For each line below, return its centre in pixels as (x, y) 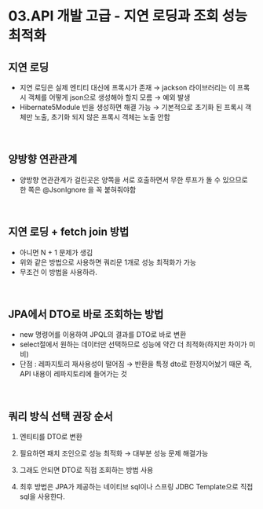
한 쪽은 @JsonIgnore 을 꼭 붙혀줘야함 (78, 189)
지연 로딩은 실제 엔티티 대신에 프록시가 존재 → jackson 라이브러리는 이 (127, 88)
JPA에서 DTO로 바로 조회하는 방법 (86, 315)
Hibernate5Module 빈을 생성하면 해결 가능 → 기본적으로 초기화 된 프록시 (131, 107)
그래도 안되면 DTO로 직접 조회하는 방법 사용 (86, 470)
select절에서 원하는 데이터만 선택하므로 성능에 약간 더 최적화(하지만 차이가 (133, 344)
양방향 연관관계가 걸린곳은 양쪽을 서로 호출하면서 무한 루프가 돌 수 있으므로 (134, 179)
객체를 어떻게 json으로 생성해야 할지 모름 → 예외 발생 (109, 97)
